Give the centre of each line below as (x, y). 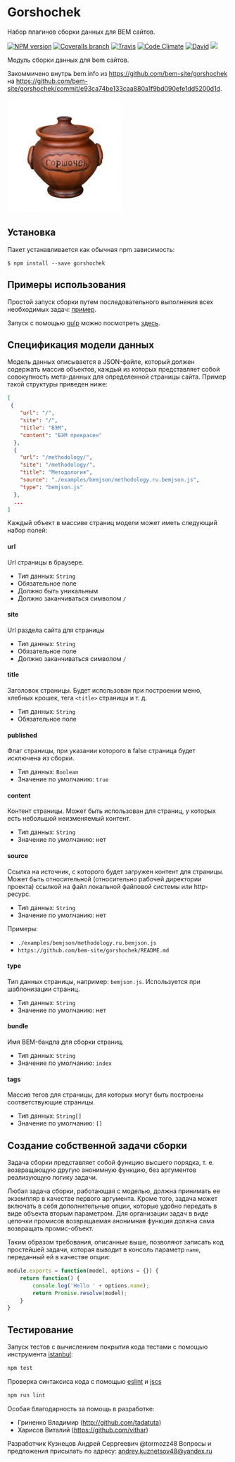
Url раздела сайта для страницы (56, 630)
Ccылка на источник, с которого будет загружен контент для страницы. (115, 871)
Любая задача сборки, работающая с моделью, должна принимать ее (114, 1191)
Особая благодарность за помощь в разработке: (81, 1409)
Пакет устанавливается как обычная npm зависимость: (91, 249)
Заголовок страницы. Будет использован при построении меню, (105, 690)
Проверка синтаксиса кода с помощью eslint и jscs (84, 1381)
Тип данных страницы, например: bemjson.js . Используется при (104, 981)
